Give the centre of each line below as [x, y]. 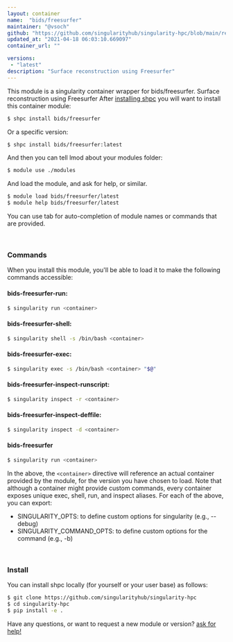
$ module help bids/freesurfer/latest [63, 203]
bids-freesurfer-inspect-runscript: [58, 385]
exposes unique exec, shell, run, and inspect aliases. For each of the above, [115, 495]
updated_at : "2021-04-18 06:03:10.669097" [69, 40]
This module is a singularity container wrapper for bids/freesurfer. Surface [113, 91]
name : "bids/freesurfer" [44, 20]
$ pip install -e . [35, 610]
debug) [28, 523]
